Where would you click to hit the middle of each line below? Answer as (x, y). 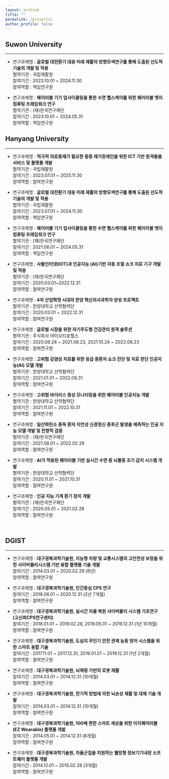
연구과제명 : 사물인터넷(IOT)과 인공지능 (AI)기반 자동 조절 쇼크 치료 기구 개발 (87, 264)
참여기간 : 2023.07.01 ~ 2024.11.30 (47, 211)
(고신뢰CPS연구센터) (33, 617)
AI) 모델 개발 (31, 365)
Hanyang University (37, 139)
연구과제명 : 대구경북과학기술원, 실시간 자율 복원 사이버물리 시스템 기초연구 (85, 611)
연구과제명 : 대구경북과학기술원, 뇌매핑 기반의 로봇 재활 (66, 670)
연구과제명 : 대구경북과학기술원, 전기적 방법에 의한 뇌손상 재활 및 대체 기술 (84, 693)
